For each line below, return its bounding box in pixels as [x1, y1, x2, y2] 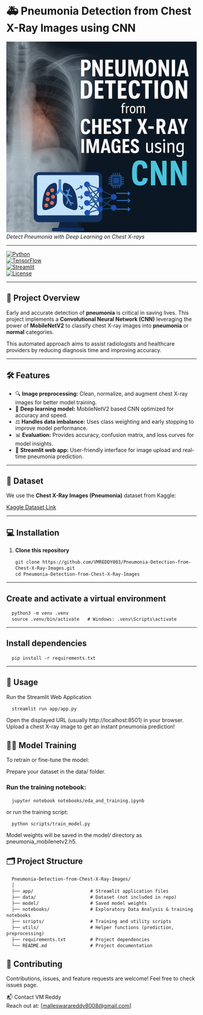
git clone [14, 559, 40, 565]
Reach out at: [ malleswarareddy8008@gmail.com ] [6, 1002, 132, 1010]
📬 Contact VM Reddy [6, 993, 62, 1001]
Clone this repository [14, 547, 69, 554]
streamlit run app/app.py [11, 706, 77, 712]
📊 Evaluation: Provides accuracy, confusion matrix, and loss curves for [14, 431, 195, 438]
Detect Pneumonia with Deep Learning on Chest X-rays [6, 233, 145, 240]
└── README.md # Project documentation [11, 942, 153, 948]
